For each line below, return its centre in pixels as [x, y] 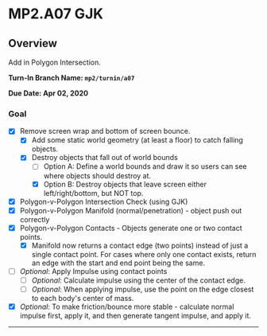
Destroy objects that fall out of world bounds [105, 158]
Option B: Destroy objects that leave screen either [125, 184]
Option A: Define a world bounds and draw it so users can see [145, 166]
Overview [33, 43]
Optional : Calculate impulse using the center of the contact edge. [139, 280]
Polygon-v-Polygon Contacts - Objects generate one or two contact [131, 228]
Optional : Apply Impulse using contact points [93, 271]
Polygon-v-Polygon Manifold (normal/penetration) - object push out [131, 210]
